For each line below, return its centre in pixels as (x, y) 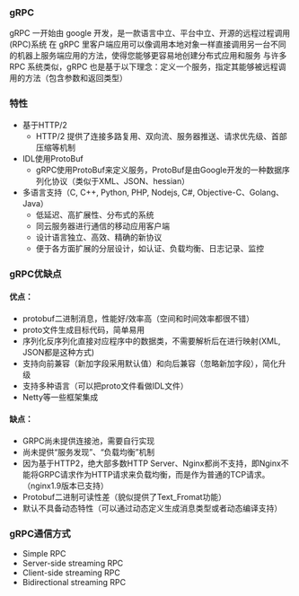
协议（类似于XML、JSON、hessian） (121, 180)
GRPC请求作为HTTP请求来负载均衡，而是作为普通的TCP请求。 (154, 474)
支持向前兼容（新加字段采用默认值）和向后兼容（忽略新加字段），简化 (150, 363)
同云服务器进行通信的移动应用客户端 (103, 225)
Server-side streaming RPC (73, 564)
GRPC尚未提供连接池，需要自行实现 (88, 441)
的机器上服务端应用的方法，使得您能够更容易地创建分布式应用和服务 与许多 (148, 56)
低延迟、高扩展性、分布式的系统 (95, 215)
